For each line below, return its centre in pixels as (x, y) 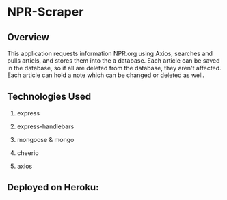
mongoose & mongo (45, 139)
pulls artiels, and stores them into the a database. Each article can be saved (113, 61)
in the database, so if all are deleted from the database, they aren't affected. (114, 68)
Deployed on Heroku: (53, 187)
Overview (28, 37)
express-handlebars (45, 126)
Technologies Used (49, 97)
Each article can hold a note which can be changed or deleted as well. (106, 75)
